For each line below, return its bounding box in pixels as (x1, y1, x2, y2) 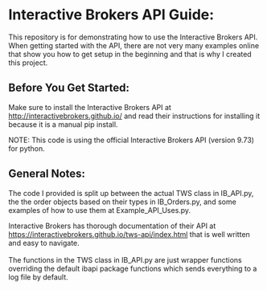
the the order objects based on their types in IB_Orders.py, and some (8, 197, 237, 206)
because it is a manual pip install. (8, 119, 118, 129)
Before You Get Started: (8, 81, 130, 95)
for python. (8, 143, 46, 153)
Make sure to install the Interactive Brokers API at (8, 102, 171, 112)
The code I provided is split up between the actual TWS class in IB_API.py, (8, 188, 254, 198)
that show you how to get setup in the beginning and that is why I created (8, 49, 252, 59)
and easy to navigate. (8, 238, 80, 247)
